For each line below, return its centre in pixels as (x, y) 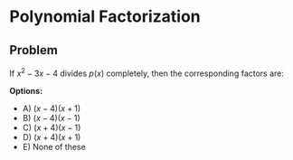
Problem (34, 50)
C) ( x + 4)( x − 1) (52, 127)
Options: (26, 90)
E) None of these (54, 146)
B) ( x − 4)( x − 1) (52, 118)
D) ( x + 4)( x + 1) (52, 136)
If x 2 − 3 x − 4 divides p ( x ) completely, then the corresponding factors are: (147, 72)
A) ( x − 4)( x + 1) (52, 108)
